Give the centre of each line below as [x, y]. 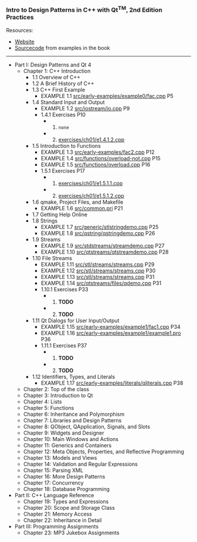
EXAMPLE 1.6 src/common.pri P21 [82, 208]
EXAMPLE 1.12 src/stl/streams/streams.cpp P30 [98, 270]
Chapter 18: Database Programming [67, 489]
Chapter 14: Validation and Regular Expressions [80, 464]
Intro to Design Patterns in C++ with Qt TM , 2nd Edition [84, 9]
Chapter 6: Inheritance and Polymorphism [74, 414]
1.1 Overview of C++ [56, 77]
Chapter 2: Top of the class [56, 389]
